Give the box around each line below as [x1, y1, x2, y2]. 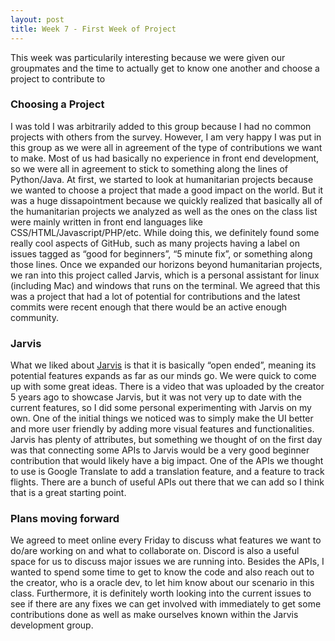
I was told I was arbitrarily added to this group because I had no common [10, 120, 312, 132]
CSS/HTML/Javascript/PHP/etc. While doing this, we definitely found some [10, 226, 320, 238]
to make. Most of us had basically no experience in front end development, [10, 152, 320, 164]
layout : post [10, 14, 65, 25]
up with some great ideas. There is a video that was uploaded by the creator [10, 381, 325, 393]
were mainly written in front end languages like [10, 216, 203, 228]
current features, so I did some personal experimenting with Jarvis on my [10, 402, 312, 414]
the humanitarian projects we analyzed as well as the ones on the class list [10, 205, 318, 217]
